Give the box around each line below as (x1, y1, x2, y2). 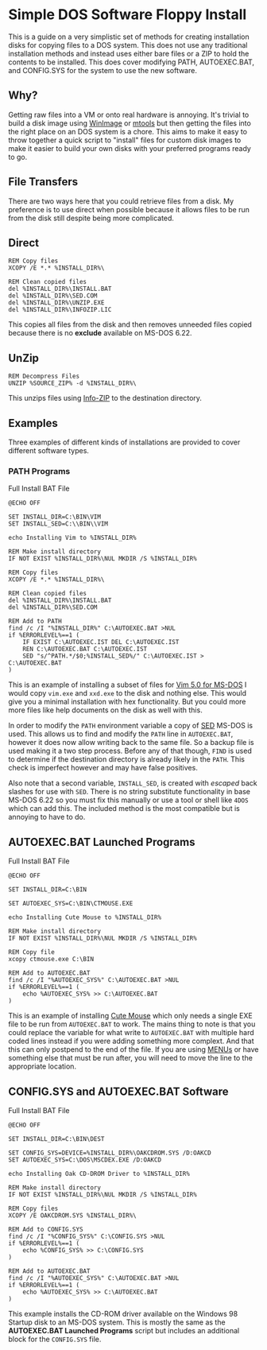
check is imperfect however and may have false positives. (8, 763, 199, 773)
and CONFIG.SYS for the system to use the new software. (8, 65, 197, 75)
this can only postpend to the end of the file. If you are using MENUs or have (8, 1045, 260, 1054)
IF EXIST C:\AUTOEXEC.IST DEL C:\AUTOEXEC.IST (22, 638, 180, 646)
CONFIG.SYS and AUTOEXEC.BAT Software (8, 1084, 229, 1098)
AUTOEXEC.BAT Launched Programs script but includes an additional (8, 1325, 240, 1335)
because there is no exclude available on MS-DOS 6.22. (8, 328, 192, 338)
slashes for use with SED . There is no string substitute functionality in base (8, 787, 250, 797)
